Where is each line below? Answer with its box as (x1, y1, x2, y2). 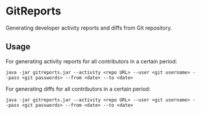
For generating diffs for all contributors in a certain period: (5, 85, 151, 92)
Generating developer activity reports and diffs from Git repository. (5, 24, 173, 31)
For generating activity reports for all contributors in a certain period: (5, 57, 177, 65)
